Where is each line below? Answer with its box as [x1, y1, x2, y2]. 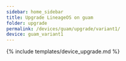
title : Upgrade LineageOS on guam [6, 14, 94, 21]
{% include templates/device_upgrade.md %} [6, 48, 120, 55]
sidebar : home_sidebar [6, 8, 64, 15]
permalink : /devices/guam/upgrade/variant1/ [6, 25, 121, 32]
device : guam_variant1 [6, 31, 64, 37]
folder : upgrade [6, 20, 47, 26]
